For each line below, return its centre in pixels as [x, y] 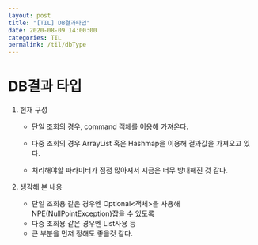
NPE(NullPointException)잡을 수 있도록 [93, 213]
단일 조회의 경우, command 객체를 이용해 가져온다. [110, 126]
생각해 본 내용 [41, 187]
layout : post [30, 15]
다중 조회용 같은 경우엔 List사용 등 [83, 224]
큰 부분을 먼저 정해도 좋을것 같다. [82, 233]
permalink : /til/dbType [47, 45]
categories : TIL [35, 38]
